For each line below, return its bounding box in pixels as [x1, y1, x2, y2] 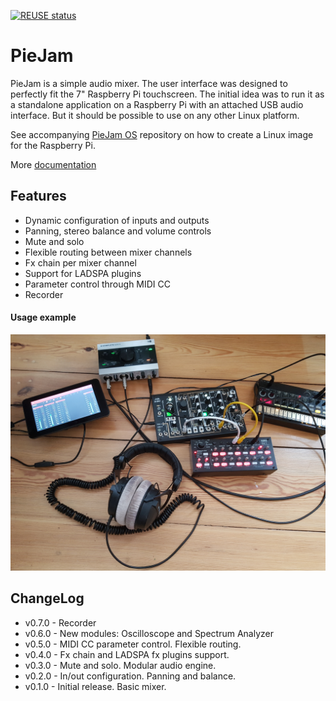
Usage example [10, 311, 77, 324]
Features [10, 188, 67, 205]
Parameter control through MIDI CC [24, 278, 172, 290]
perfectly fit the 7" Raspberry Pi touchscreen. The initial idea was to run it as [10, 88, 325, 100]
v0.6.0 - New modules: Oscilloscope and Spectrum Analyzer [24, 627, 275, 639]
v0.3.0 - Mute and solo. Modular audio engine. [24, 659, 217, 671]
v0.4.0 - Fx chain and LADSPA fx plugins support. [24, 648, 230, 660]
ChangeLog [10, 590, 85, 607]
